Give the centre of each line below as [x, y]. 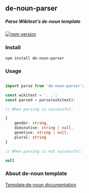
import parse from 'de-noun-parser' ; [45, 86]
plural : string [30, 137]
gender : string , [32, 123]
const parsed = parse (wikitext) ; [40, 100]
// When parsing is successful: [39, 109]
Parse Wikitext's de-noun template [43, 21]
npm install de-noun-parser [35, 58]
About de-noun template [36, 174]
